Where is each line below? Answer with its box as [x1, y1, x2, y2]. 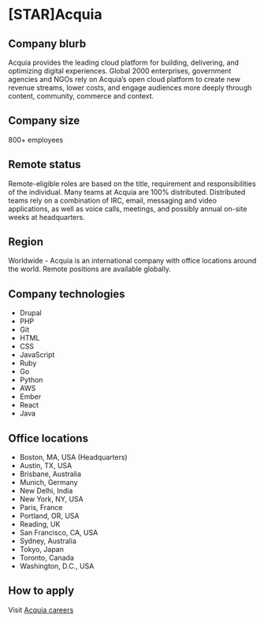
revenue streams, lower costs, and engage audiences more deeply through [8, 83, 252, 92]
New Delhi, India [19, 486, 73, 496]
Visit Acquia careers [8, 605, 74, 614]
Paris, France [19, 503, 63, 512]
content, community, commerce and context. [8, 91, 154, 100]
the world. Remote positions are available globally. [8, 264, 171, 274]
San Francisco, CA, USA [19, 528, 99, 538]
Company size [8, 114, 80, 128]
